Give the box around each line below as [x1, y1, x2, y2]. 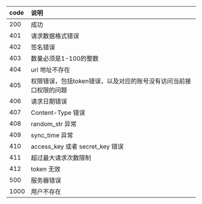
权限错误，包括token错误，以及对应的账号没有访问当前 [31, 77, 185, 85]
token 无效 [31, 165, 61, 173]
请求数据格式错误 [31, 32, 79, 40]
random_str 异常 [31, 120, 77, 128]
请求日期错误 [31, 97, 67, 105]
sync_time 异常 [31, 131, 73, 139]
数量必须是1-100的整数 [31, 54, 99, 63]
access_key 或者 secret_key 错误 [31, 143, 124, 150]
